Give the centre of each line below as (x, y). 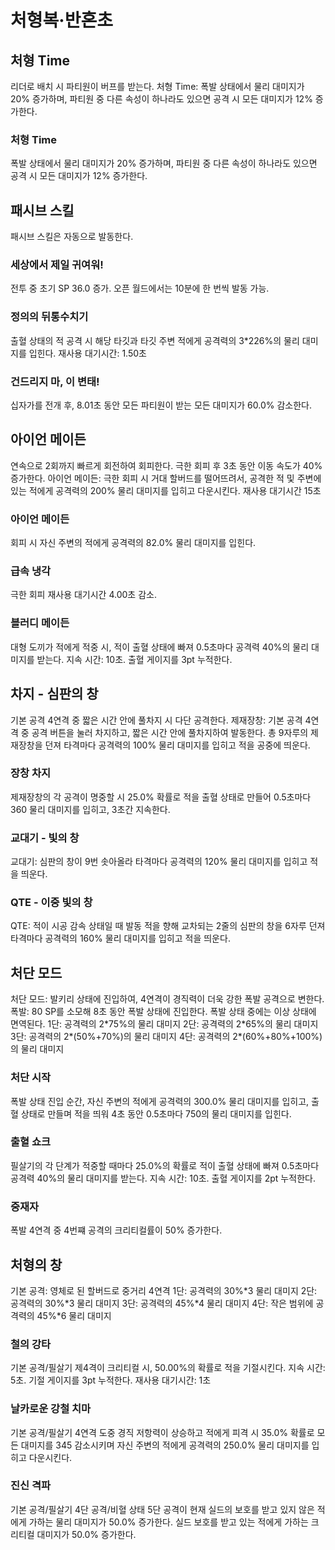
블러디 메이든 (40, 623)
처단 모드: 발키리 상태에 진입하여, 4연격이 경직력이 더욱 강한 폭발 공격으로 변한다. (167, 999)
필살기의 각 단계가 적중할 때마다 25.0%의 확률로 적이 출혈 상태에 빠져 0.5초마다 (165, 1165)
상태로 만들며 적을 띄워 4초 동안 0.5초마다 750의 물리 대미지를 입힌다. (156, 1113)
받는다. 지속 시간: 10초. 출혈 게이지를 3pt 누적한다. (134, 659)
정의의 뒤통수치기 (49, 317)
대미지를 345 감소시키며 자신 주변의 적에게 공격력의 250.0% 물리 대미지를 (165, 1445)
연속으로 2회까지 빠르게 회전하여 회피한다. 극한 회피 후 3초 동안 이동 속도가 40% (166, 465)
